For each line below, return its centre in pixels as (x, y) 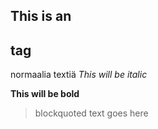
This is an (41, 16)
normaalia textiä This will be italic (79, 75)
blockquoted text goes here (91, 113)
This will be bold (45, 94)
